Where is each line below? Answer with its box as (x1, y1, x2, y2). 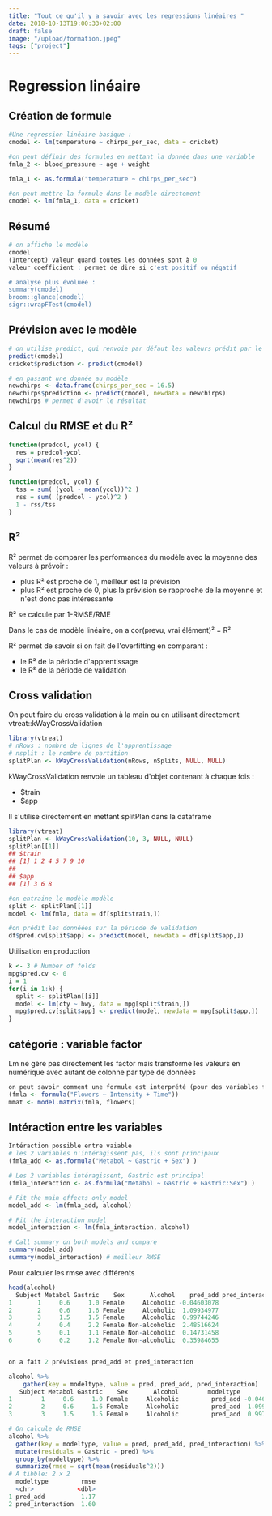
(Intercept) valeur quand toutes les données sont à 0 (8, 256, 198, 264)
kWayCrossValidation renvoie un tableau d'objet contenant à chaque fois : (8, 771, 255, 781)
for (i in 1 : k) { (8, 984, 63, 993)
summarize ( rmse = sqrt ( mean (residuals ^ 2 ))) (15, 1463, 164, 1471)
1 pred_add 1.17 (8, 1493, 96, 1501)
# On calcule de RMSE (8, 1425, 82, 1433)
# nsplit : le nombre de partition (8, 749, 129, 758)
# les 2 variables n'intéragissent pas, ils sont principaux (8, 1150, 219, 1158)
